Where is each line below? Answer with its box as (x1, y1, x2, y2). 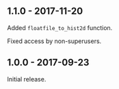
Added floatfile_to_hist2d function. (7, 23, 113, 31)
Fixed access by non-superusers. (7, 37, 102, 45)
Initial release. (7, 75, 47, 83)
